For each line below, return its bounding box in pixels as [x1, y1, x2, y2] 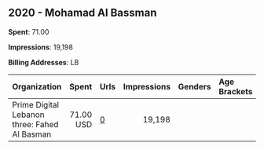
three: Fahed [12, 119, 59, 130]
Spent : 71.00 [8, 27, 49, 36]
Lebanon [12, 109, 45, 120]
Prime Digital [12, 99, 60, 110]
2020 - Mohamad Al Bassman [8, 6, 157, 20]
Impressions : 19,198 [8, 42, 73, 52]
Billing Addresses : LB [8, 57, 79, 67]
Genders [178, 81, 211, 92]
